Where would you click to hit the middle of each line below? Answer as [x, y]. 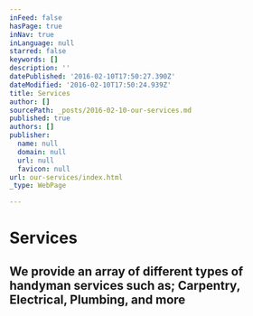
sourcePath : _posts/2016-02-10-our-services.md [101, 110]
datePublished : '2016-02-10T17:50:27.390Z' [93, 77]
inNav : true [32, 34]
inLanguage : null [42, 43]
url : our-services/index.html [66, 177]
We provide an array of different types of [126, 271]
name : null [38, 144]
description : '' [40, 69]
